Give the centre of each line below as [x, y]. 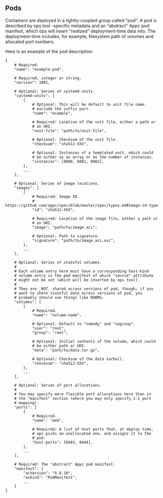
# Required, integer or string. [48, 78]
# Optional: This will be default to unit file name [88, 104]
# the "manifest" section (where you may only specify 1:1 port [83, 398]
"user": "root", [49, 328]
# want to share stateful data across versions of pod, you [78, 293]
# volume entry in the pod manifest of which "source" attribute [84, 275]
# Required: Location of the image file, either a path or [95, 218]
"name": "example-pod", [39, 69]
